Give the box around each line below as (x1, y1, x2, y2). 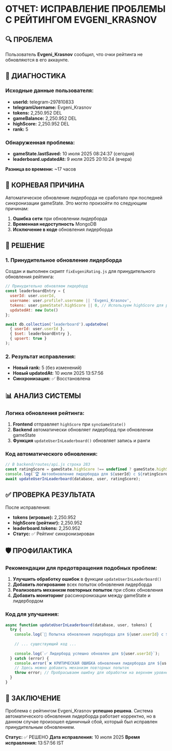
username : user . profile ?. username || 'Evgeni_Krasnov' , (10, 298, 132, 303)
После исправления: (5, 504, 51, 510)
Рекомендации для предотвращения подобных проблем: (5, 564, 157, 571)
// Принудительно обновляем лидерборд (5, 284, 88, 289)
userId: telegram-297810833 (12, 99, 74, 105)
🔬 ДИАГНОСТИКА (5, 71, 67, 80)
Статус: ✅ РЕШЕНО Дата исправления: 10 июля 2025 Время (5, 734, 140, 740)
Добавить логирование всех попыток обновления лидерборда (12, 581, 152, 588)
